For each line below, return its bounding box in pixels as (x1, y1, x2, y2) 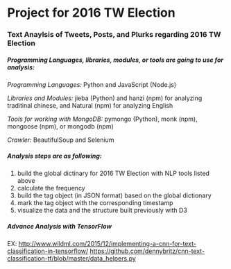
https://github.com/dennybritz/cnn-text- (89, 247, 205, 255)
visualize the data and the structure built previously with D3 (17, 206, 187, 215)
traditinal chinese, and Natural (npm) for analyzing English (7, 101, 173, 110)
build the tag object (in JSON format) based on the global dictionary (17, 191, 212, 199)
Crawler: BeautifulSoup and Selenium (7, 136, 114, 144)
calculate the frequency (17, 184, 85, 193)
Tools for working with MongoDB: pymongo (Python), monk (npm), (7, 115, 198, 123)
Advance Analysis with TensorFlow (7, 222, 112, 230)
